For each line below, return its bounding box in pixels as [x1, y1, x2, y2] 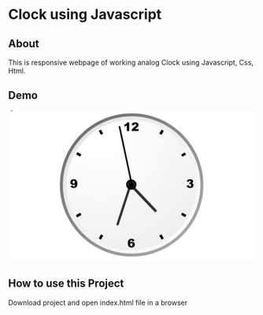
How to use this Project [8, 277, 124, 291]
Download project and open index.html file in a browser [8, 298, 188, 307]
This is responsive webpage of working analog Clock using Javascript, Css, [8, 57, 254, 67]
